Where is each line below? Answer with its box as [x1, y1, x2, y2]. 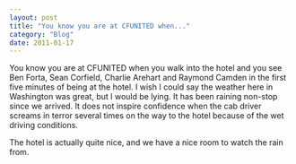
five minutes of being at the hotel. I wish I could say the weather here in [9, 82, 274, 92]
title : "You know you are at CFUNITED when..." [9, 22, 191, 30]
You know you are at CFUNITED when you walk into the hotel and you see [9, 63, 283, 73]
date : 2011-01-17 [9, 38, 74, 47]
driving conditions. [9, 120, 79, 131]
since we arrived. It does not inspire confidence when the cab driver [9, 100, 262, 112]
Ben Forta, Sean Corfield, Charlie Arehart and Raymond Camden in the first [9, 73, 287, 83]
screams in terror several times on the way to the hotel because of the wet [9, 110, 284, 121]
